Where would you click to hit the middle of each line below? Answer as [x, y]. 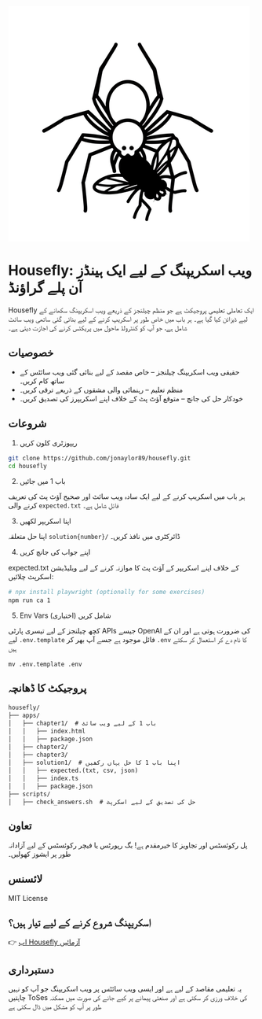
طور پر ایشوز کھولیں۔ [40, 854]
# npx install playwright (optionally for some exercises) [107, 593]
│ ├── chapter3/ [38, 755]
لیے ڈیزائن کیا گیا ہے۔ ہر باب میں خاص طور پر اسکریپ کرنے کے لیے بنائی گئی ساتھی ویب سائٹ [128, 319]
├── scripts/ [29, 794]
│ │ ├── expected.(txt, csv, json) [73, 770]
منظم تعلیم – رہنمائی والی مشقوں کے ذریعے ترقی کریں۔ [101, 390]
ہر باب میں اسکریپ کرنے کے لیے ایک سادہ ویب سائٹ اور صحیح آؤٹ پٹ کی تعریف [127, 497]
